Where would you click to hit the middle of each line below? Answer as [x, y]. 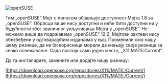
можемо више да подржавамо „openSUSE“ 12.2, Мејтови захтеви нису [82, 34]
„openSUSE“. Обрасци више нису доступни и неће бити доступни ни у [82, 23]
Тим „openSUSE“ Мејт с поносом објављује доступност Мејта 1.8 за [79, 18]
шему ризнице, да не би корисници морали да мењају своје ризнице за [84, 45]
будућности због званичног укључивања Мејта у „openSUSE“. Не [77, 29]
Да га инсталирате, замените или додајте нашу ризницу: [67, 60]
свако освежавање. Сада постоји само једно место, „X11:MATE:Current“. [84, 50]
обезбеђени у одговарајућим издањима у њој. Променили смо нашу [81, 39]
